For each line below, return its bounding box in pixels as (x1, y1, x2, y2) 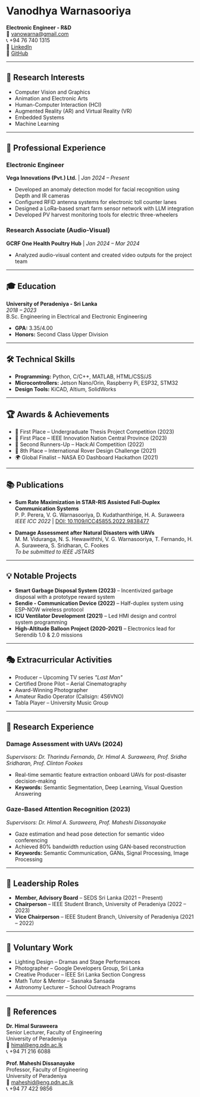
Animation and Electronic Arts (14, 94, 88, 102)
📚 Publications (6, 480, 64, 490)
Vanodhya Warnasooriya (6, 4, 132, 18)
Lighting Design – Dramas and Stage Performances (14, 959, 141, 966)
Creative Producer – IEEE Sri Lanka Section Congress (14, 971, 146, 978)
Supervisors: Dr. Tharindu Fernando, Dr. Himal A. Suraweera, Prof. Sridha (6, 753, 187, 761)
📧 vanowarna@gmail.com (6, 30, 69, 37)
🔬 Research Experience (6, 722, 94, 732)
